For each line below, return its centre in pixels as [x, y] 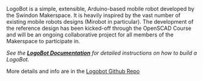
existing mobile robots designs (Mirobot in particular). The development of [100, 22]
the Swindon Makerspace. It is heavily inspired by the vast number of [94, 15]
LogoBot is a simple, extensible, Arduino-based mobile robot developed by [100, 9]
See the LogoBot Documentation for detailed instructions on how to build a [102, 53]
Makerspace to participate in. [43, 41]
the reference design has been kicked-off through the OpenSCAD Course [99, 28]
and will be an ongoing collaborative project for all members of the [90, 35]
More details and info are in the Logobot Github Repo [73, 71]
